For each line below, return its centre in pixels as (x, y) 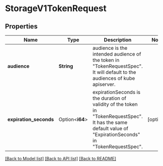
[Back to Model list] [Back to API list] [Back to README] (61, 158)
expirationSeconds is (116, 92)
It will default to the (114, 72)
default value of (110, 128)
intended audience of (117, 54)
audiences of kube (114, 78)
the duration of (109, 98)
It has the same (110, 122)
